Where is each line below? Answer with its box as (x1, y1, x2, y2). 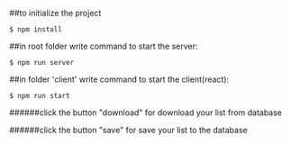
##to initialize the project (9, 8, 102, 18)
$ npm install (9, 25, 63, 34)
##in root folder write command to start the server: (9, 40, 198, 51)
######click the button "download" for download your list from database (9, 107, 282, 118)
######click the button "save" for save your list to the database (9, 125, 248, 135)
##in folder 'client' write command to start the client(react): (9, 74, 230, 85)
